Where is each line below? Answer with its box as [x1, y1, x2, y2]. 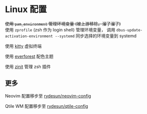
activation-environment [5, 34, 53, 39]
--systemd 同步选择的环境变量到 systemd [55, 33, 137, 39]
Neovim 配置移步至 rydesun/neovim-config [5, 93, 91, 99]
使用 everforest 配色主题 [5, 53, 54, 59]
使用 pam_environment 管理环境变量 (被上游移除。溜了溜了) [5, 21, 121, 27]
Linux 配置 [5, 4, 47, 15]
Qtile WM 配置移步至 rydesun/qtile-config [5, 103, 88, 109]
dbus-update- [116, 28, 143, 32]
